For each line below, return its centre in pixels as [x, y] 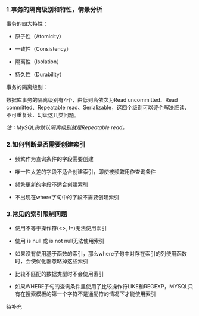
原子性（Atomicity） [39, 37]
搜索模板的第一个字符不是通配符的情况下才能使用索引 [91, 294]
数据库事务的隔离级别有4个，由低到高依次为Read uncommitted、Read [92, 100]
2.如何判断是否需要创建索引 [46, 145]
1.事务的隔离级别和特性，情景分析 [54, 9]
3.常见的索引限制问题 [37, 214]
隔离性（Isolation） [38, 62]
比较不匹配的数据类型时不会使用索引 [59, 274]
